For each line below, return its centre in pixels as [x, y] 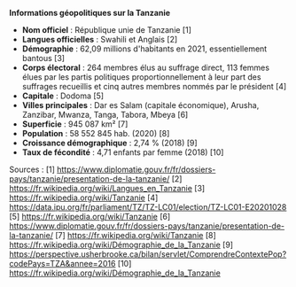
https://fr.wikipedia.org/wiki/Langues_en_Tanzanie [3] [107, 188]
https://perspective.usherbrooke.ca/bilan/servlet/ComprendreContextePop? [148, 254]
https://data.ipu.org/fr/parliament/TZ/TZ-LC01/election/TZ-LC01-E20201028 [148, 207]
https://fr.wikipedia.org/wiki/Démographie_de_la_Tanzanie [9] [121, 244]
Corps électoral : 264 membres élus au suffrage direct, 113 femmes [146, 67]
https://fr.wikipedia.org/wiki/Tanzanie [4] [84, 198]
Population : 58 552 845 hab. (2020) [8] [96, 133]
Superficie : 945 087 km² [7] [75, 124]
